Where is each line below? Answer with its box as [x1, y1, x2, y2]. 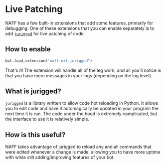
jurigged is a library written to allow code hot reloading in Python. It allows [5, 100, 159, 106]
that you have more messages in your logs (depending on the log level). [5, 72, 153, 78]
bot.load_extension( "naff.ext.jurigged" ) [5, 58, 93, 63]
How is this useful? [5, 131, 66, 139]
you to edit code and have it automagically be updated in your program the [5, 106, 159, 112]
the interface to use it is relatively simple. [5, 116, 90, 122]
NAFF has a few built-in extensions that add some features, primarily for [5, 20, 154, 26]
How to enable [5, 45, 51, 53]
